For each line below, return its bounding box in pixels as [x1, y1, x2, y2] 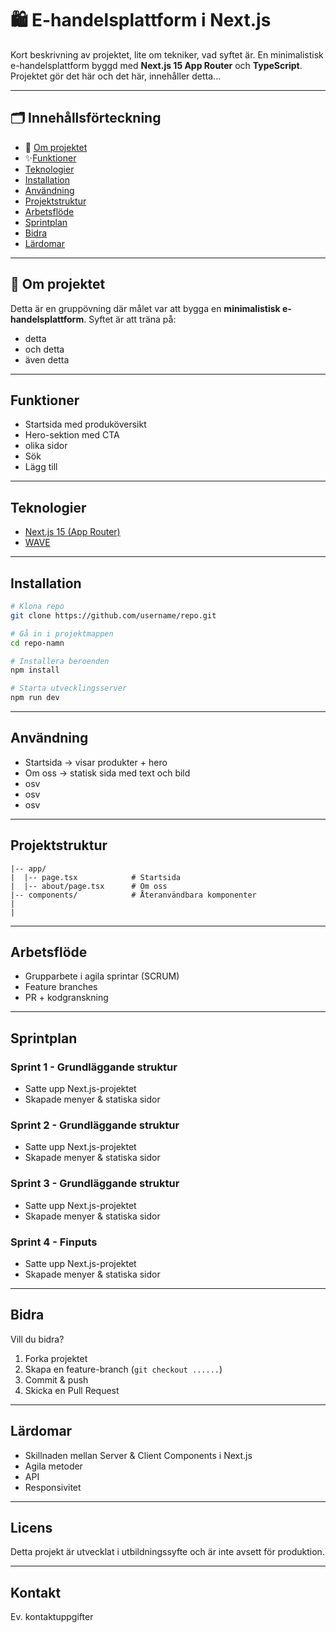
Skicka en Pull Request [24, 1384, 120, 1396]
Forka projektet [24, 1352, 88, 1364]
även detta [24, 353, 70, 366]
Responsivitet [24, 1481, 82, 1493]
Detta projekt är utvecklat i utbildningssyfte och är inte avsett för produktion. [10, 1546, 325, 1558]
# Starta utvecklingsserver [10, 683, 128, 694]
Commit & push [24, 1373, 89, 1386]
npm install [10, 665, 60, 676]
